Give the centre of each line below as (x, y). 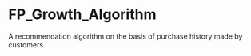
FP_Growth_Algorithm (82, 15)
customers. (27, 44)
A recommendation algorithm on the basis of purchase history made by (125, 36)
